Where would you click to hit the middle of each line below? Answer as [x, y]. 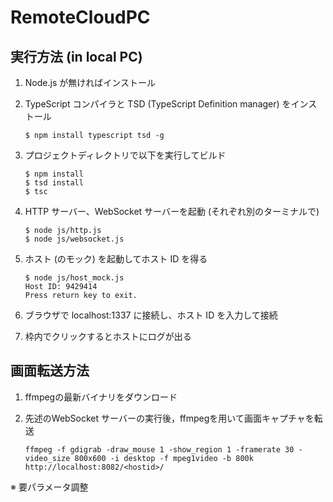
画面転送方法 [50, 371]
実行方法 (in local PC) [76, 56]
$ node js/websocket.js [74, 239]
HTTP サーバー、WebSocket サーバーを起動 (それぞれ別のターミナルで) [172, 211]
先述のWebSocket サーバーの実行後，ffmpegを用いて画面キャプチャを [169, 418]
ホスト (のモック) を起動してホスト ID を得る [116, 259]
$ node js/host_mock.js [74, 278]
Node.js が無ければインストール [90, 82]
